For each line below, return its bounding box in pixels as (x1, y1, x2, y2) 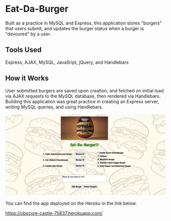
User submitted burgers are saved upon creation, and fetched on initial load (5, 87, 164, 93)
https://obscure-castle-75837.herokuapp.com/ (5, 210, 103, 216)
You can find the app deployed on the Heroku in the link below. (5, 200, 137, 206)
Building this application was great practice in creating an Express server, (5, 98, 159, 105)
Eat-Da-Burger (5, 3, 69, 15)
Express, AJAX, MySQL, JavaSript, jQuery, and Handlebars (5, 59, 129, 65)
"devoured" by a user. (5, 31, 51, 37)
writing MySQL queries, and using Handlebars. (5, 104, 103, 110)
